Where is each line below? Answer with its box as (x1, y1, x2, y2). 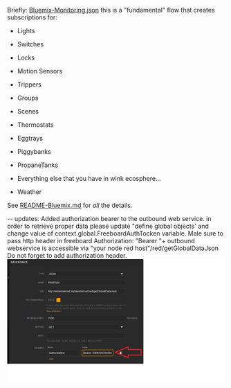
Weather (17, 188, 42, 196)
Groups (17, 94, 39, 102)
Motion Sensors (17, 67, 63, 75)
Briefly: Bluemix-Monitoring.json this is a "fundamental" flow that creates (7, 6, 216, 14)
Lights (17, 27, 35, 35)
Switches (17, 40, 44, 48)
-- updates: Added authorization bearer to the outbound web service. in (7, 215, 212, 222)
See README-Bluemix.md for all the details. (7, 201, 133, 209)
